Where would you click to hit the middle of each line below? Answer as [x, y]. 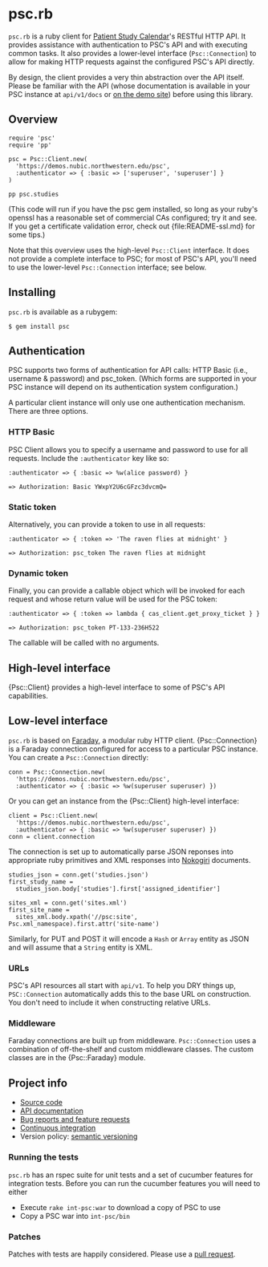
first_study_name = [41, 882]
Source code [41, 1103]
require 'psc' [32, 138]
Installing [32, 292]
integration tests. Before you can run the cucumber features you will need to [134, 1183]
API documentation [52, 1111]
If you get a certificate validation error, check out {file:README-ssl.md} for [132, 226]
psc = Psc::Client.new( [48, 159]
